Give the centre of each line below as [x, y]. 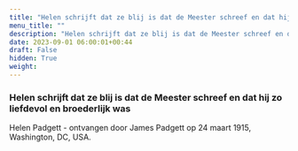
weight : [24, 67]
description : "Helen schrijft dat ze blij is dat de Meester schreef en [146, 34]
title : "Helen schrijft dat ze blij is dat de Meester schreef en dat [142, 17]
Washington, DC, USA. [50, 137]
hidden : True [33, 58]
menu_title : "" [37, 26]
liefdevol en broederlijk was [70, 109]
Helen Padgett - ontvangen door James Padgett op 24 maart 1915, [130, 128]
